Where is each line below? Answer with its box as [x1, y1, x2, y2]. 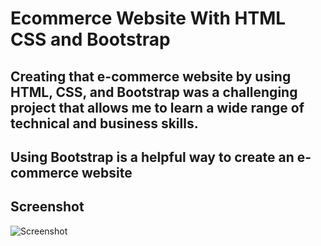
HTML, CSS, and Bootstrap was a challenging [10, 83, 298, 101]
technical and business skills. [10, 115, 199, 132]
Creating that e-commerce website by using [10, 68, 292, 85]
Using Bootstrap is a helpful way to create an [10, 148, 295, 166]
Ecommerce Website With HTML [10, 7, 287, 30]
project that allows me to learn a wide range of [10, 99, 305, 116]
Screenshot [10, 198, 85, 216]
